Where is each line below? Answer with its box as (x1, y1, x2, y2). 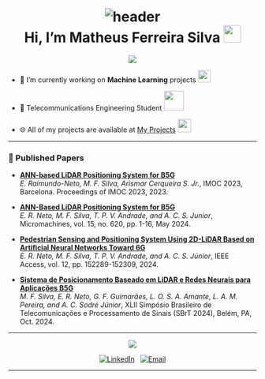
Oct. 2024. (19, 317, 55, 327)
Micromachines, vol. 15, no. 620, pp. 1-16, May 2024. (19, 220, 191, 229)
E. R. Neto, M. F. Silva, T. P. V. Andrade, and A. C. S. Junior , (19, 211, 213, 220)
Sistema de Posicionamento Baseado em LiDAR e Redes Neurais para (19, 275, 251, 284)
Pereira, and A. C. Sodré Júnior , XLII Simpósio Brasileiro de (19, 300, 212, 310)
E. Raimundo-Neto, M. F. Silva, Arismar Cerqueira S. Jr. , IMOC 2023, (19, 178, 243, 189)
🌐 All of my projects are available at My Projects (19, 125, 176, 134)
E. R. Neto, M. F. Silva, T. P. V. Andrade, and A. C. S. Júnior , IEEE (19, 251, 230, 261)
